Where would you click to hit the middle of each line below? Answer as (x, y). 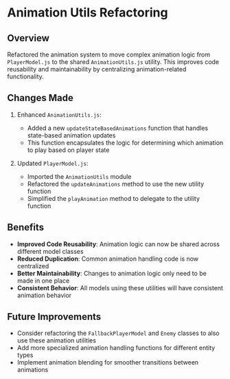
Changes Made (40, 98)
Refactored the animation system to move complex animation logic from (109, 54)
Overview (28, 38)
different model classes (50, 251)
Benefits (26, 227)
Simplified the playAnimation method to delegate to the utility (114, 198)
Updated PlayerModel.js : (53, 163)
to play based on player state (68, 150)
